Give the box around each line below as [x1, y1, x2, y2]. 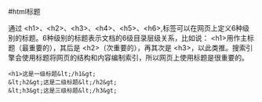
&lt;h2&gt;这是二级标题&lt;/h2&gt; [8, 78, 118, 86]
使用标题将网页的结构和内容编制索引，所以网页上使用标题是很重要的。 [21, 53, 249, 62]
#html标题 [8, 7, 41, 16]
